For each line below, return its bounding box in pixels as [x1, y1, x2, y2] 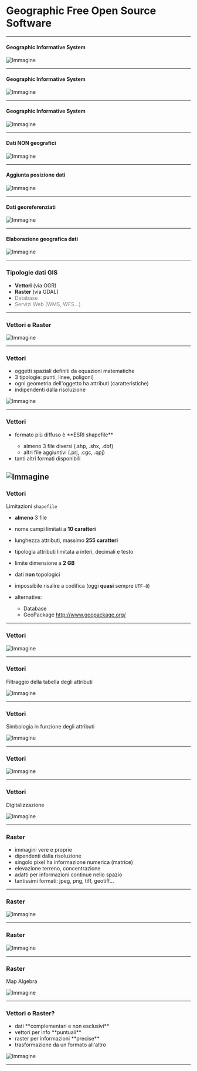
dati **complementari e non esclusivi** [14, 1022, 110, 1030]
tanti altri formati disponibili [14, 455, 81, 462]
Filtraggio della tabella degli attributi [6, 678, 93, 685]
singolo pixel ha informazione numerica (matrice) [14, 859, 134, 866]
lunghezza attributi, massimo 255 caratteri [14, 537, 118, 544]
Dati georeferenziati [6, 204, 56, 211]
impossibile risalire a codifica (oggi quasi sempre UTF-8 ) [14, 582, 151, 589]
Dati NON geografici [6, 140, 56, 147]
